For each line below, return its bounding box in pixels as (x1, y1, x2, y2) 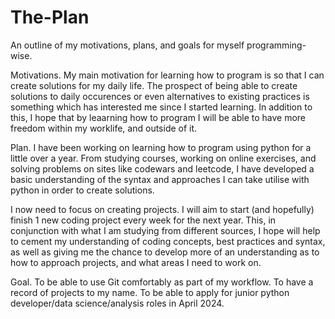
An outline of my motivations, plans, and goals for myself (10, 39, 245, 51)
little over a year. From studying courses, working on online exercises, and (10, 152, 317, 164)
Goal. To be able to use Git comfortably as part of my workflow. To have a (10, 276, 314, 288)
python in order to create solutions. (10, 184, 155, 196)
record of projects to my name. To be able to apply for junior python (10, 286, 290, 298)
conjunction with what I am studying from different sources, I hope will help (10, 224, 321, 236)
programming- (246, 39, 307, 51)
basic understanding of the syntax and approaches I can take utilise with (10, 173, 310, 185)
